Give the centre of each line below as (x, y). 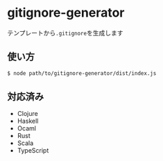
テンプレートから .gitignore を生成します (65, 33)
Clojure (27, 114)
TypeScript (33, 151)
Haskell (28, 121)
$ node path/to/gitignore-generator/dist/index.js (82, 73)
